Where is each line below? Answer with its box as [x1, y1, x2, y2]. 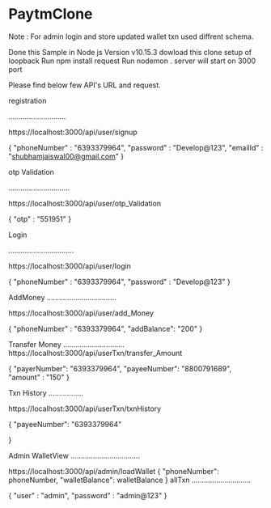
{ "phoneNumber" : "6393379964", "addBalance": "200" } [8, 324, 203, 333]
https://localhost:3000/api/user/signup [8, 127, 138, 137]
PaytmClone [8, 5, 93, 23]
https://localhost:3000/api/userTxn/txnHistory [8, 404, 162, 413]
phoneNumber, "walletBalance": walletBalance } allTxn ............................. [8, 475, 252, 485]
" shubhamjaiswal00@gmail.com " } [8, 151, 124, 161]
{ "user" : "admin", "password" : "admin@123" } [8, 490, 167, 500]
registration [8, 95, 47, 105]
